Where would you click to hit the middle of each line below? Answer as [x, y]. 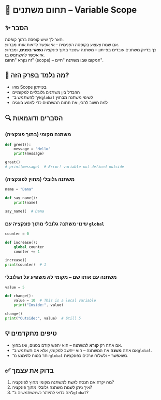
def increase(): [21, 242]
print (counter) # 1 [26, 265]
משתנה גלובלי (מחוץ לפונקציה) [40, 179]
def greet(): [18, 144]
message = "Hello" [32, 149]
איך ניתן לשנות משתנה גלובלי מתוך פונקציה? [52, 387]
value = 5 [15, 287]
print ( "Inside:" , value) [39, 305]
